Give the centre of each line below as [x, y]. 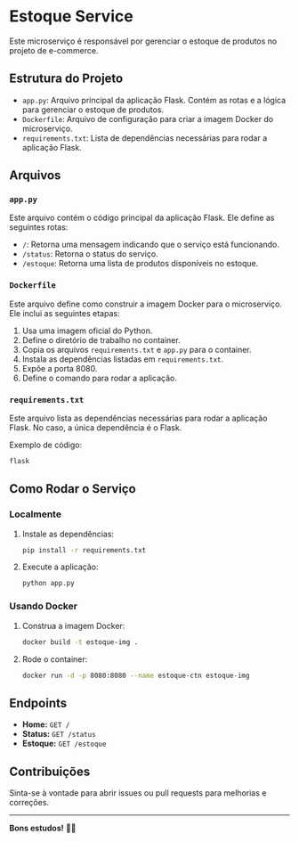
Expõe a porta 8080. [60, 368]
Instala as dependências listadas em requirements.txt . [123, 359]
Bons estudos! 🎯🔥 [43, 828]
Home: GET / [46, 724]
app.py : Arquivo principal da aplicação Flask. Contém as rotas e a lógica [154, 100]
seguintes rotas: [39, 227]
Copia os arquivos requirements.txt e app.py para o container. [137, 349]
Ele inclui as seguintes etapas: [65, 313]
